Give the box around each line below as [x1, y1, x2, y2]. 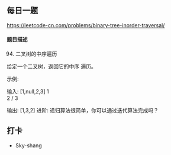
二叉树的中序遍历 [15, 50, 57, 57]
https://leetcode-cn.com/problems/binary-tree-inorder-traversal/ [7, 21, 165, 28]
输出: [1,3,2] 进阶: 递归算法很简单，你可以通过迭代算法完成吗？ [7, 107, 159, 114]
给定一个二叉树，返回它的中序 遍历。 [7, 63, 96, 70]
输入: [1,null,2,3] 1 [7, 88, 49, 95]
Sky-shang [15, 141, 42, 149]
